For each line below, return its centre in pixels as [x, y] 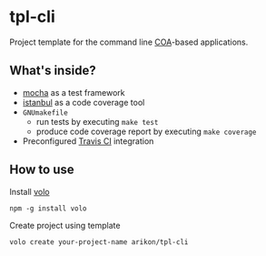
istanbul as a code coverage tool [84, 102]
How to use [42, 170]
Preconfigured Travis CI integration [88, 141]
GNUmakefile [45, 113]
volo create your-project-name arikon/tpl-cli [99, 242]
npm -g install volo [49, 208]
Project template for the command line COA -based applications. [129, 42]
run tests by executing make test [97, 121]
